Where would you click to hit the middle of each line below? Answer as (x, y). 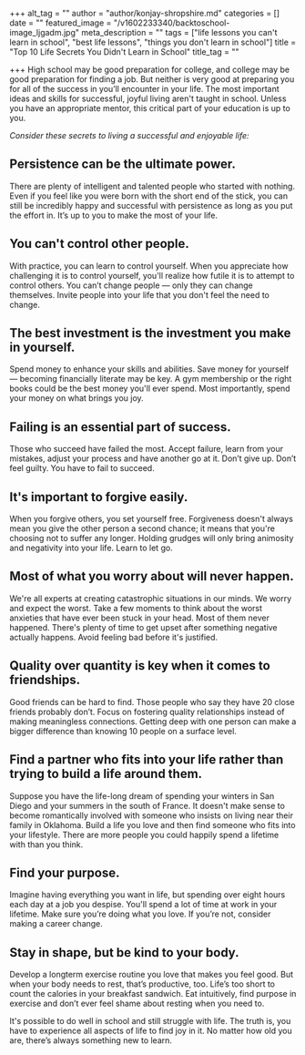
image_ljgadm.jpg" (45, 32)
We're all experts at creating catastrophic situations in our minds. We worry (151, 598)
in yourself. (42, 348)
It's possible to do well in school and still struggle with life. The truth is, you (150, 1021)
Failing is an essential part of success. (121, 427)
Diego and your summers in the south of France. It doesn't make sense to (147, 805)
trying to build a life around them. (106, 774)
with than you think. (46, 844)
